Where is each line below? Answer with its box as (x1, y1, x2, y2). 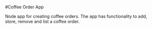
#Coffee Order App (5, 4, 44, 10)
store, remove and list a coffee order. (5, 19, 80, 24)
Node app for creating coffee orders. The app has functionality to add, (5, 14, 148, 19)
